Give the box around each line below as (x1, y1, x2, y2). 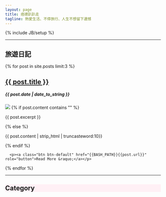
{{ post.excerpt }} (5, 114, 41, 120)
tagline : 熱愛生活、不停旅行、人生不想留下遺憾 (5, 16, 91, 21)
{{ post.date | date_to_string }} (5, 92, 70, 98)
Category (5, 184, 35, 192)
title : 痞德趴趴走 (5, 12, 40, 17)
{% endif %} (5, 142, 31, 148)
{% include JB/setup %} (5, 30, 54, 36)
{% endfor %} (5, 165, 34, 171)
